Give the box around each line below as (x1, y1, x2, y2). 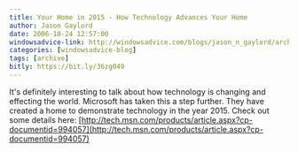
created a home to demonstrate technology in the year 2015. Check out (9, 105, 270, 116)
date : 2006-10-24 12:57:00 (9, 29, 109, 38)
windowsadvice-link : (9, 37, 86, 47)
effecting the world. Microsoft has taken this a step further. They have (9, 95, 264, 106)
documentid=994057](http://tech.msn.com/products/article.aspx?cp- (9, 124, 264, 134)
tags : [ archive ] (9, 54, 69, 63)
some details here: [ (9, 114, 82, 125)
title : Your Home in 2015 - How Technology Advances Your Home (9, 12, 248, 22)
